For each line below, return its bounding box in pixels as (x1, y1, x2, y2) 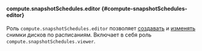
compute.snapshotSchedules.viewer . (6, 38, 96, 45)
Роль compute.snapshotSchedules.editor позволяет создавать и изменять (6, 25, 196, 32)
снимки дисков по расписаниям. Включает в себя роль (6, 31, 152, 39)
